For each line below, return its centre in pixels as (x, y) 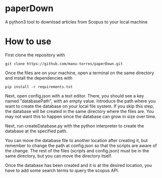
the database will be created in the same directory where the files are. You (80, 111)
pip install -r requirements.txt (39, 87)
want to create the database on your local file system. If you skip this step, (80, 106)
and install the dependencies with (39, 78)
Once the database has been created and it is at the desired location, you (79, 165)
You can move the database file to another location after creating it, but (76, 140)
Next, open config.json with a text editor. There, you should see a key (75, 96)
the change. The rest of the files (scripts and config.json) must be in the (77, 150)
